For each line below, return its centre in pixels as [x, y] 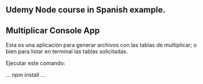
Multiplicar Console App [53, 31]
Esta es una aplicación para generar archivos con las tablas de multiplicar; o [101, 45]
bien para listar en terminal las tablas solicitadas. [67, 51]
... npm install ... [26, 75]
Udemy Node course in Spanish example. [86, 10]
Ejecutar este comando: [35, 63]
